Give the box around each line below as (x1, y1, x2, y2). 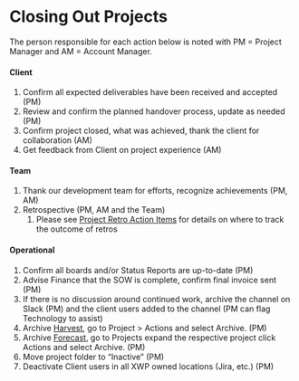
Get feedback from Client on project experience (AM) (22, 145, 222, 156)
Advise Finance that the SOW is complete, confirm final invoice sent (22, 274, 276, 285)
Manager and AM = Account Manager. (9, 45, 152, 56)
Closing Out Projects (9, 6, 168, 27)
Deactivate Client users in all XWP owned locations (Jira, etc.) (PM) (22, 360, 275, 372)
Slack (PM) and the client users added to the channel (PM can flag (22, 303, 271, 314)
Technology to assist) (22, 312, 103, 323)
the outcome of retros (35, 224, 118, 234)
